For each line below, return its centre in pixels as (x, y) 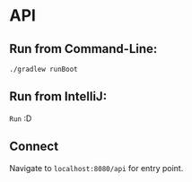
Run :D (21, 118)
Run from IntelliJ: (58, 96)
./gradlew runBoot (44, 69)
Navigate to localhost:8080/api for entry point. (96, 168)
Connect (34, 147)
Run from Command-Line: (83, 49)
